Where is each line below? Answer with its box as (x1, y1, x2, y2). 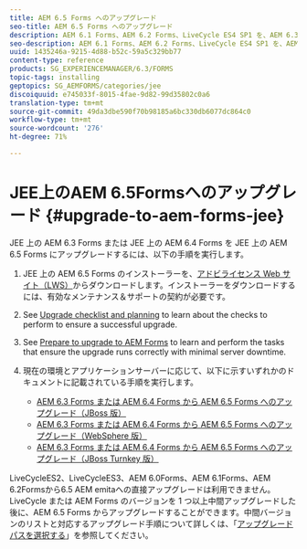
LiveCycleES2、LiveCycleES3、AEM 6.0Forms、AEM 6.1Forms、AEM (9, 472, 271, 483)
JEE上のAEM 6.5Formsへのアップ (9, 183, 265, 204)
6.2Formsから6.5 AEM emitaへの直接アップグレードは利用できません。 (9, 483, 276, 494)
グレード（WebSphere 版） (44, 430, 148, 441)
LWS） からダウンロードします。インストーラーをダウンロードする (47, 280, 296, 290)
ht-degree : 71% (9, 132, 68, 142)
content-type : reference (9, 56, 104, 65)
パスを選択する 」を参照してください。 (9, 529, 153, 540)
